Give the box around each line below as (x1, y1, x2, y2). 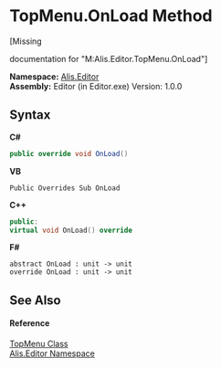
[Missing (9, 36, 43, 47)
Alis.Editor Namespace (9, 348, 96, 359)
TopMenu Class (9, 338, 68, 349)
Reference (9, 318, 50, 329)
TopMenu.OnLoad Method (9, 5, 213, 26)
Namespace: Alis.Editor (9, 70, 100, 82)
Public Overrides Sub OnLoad (9, 184, 121, 193)
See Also (9, 292, 61, 308)
